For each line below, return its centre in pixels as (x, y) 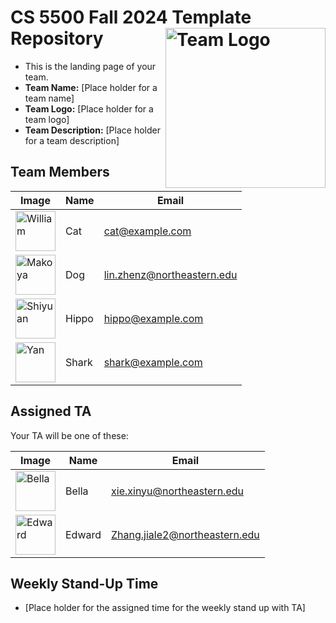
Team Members (60, 172)
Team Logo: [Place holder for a (89, 108)
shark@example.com (153, 362)
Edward (83, 534)
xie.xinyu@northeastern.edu (177, 491)
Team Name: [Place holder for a (91, 87)
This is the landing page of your (90, 66)
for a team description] (72, 140)
